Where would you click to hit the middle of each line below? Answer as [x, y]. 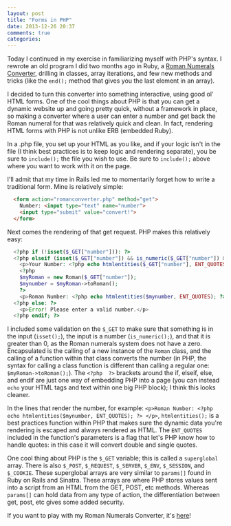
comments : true [29, 33]
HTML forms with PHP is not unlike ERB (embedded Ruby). [90, 131]
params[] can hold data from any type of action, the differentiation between [113, 495]
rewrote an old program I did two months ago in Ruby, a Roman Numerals [111, 66]
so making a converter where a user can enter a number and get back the [112, 116]
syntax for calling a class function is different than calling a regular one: [108, 365]
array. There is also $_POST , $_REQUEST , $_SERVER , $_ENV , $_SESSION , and [106, 465]
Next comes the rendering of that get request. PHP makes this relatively [109, 232]
